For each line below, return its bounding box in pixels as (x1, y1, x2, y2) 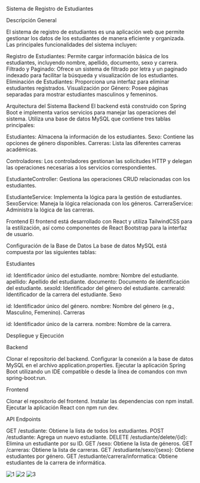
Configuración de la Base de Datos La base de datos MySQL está (6, 242, 167, 249)
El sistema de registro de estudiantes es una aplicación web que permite (6, 28, 185, 35)
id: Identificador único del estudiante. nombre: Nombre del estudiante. (6, 272, 179, 279)
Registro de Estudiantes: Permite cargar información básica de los (6, 53, 169, 59)
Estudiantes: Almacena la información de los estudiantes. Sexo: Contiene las (6, 133, 194, 140)
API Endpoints (6, 416, 41, 422)
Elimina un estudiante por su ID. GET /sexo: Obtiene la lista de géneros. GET (6, 440, 193, 447)
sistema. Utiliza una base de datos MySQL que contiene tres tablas (6, 115, 171, 122)
